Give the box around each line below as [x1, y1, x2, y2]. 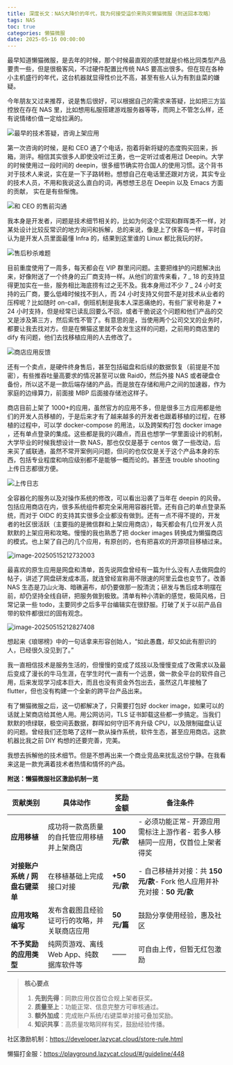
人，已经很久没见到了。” [7, 646, 74, 654]
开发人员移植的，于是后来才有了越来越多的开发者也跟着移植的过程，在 [19, 412, 220, 421]
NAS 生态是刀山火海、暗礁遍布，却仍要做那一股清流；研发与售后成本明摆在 [7, 583, 223, 592]
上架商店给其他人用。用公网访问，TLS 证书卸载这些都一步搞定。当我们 [19, 710, 221, 719]
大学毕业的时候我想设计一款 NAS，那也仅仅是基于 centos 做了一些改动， [7, 439, 215, 447]
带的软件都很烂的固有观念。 [7, 609, 87, 617]
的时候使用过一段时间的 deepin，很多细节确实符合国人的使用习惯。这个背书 [7, 161, 223, 170]
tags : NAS [7, 17, 36, 24]
